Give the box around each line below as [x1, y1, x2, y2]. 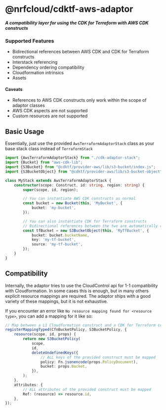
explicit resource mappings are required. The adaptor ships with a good [5, 293, 151, 299]
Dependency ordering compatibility [12, 64, 85, 70]
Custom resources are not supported [12, 113, 88, 119]
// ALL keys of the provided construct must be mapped [40, 355, 156, 360]
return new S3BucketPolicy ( [23, 336, 81, 342]
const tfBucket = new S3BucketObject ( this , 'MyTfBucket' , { [23, 228, 149, 233]
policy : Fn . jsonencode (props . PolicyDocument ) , [40, 360, 138, 364]
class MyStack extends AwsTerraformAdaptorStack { [5, 178, 112, 183]
